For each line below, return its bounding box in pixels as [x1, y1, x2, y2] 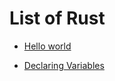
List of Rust [9, 7, 106, 30]
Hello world [23, 40, 72, 52]
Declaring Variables [23, 59, 105, 71]
